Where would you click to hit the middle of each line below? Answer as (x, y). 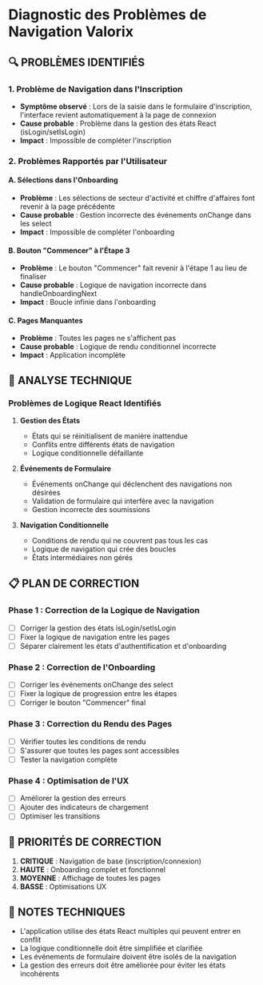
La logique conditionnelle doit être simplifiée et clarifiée (111, 948)
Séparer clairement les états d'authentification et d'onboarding (123, 646)
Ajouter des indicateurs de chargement (84, 807)
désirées (46, 493)
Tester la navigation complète (68, 759)
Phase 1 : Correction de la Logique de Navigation (104, 611)
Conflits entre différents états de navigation (103, 445)
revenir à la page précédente (68, 206)
